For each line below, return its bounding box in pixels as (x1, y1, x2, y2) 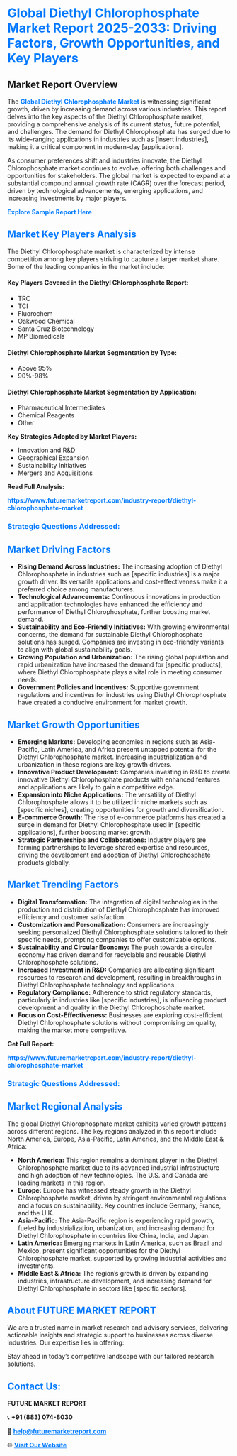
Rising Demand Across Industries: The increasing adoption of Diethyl (17, 562, 223, 571)
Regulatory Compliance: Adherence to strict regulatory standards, (17, 988, 213, 997)
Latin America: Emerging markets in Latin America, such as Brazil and (17, 1239, 223, 1247)
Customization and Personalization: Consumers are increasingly (17, 920, 209, 929)
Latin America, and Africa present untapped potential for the (41, 745, 217, 753)
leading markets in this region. (17, 1178, 106, 1187)
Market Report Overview (7, 78, 118, 90)
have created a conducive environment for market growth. (17, 698, 187, 707)
